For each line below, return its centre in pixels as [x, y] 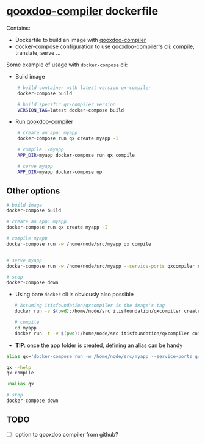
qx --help [19, 367]
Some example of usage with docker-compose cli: [67, 65]
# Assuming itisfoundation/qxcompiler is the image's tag [90, 306]
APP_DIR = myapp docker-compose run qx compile [76, 156]
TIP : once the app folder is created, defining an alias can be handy [99, 345]
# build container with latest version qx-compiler [84, 88]
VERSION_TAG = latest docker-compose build [70, 110]
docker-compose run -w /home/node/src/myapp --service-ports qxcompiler [101, 266]
